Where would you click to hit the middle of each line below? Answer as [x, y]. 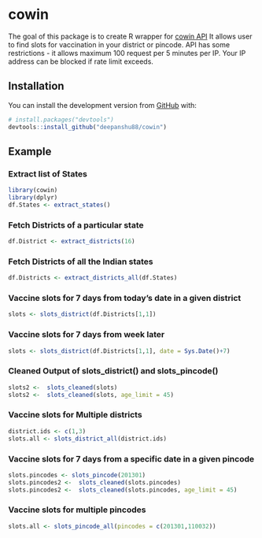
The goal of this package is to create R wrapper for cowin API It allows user [130, 36]
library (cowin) [33, 191]
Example [30, 151]
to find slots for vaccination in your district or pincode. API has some [119, 44]
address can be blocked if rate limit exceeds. [81, 61]
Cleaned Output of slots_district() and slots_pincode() [113, 371]
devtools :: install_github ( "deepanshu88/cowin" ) [88, 127]
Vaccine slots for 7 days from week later [87, 335]
